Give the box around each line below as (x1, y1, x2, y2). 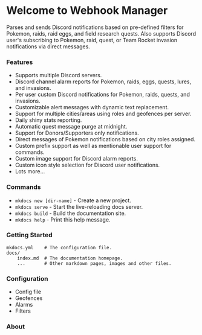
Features (6, 58, 33, 66)
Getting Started (6, 231, 53, 239)
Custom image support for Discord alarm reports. (15, 155, 138, 162)
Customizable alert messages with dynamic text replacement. (15, 104, 169, 111)
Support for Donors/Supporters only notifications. (15, 129, 139, 136)
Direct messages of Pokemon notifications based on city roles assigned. (15, 136, 195, 143)
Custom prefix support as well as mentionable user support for (15, 142, 172, 150)
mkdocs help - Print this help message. (15, 215, 111, 223)
